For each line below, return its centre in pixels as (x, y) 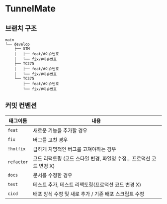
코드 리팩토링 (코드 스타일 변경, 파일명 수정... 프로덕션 (92, 158)
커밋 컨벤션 (21, 106)
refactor (18, 162)
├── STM (22, 49)
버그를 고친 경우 (50, 140)
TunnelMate (31, 9)
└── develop (17, 44)
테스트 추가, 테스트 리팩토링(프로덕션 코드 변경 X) (87, 185)
